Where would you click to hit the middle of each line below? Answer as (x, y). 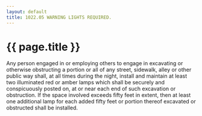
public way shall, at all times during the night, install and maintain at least (97, 76)
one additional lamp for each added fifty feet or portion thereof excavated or (101, 102)
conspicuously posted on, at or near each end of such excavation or (91, 89)
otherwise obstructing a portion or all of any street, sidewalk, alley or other (99, 70)
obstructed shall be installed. (42, 108)
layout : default (27, 12)
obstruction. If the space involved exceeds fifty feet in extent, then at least (99, 95)
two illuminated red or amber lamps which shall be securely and (85, 83)
